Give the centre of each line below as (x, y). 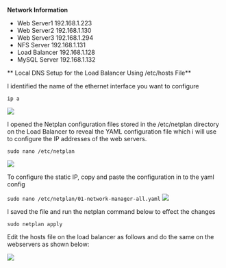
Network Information (38, 10)
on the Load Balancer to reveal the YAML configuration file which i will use (112, 132)
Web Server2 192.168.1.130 (54, 31)
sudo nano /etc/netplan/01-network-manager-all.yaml (84, 199)
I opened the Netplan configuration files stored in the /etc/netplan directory (113, 124)
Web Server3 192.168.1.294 (55, 38)
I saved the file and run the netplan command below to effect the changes (111, 211)
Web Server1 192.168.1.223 (54, 23)
